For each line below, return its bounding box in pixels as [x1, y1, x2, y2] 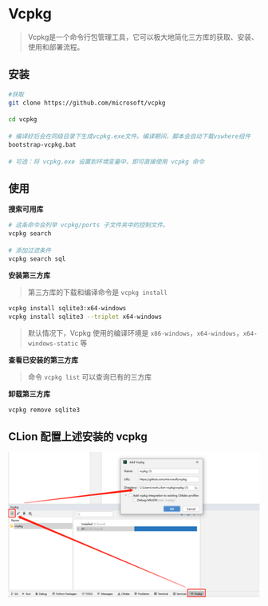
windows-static [27, 340, 79, 348]
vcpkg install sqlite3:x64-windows [8, 304, 127, 312]
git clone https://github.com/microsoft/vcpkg [8, 99, 166, 107]
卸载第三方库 [8, 388, 50, 399]
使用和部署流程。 [27, 41, 85, 52]
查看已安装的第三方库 [8, 355, 78, 364]
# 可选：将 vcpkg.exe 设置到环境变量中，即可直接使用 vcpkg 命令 [8, 157, 205, 166]
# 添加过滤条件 [8, 246, 52, 255]
